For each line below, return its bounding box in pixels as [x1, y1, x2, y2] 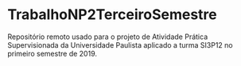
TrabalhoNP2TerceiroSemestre [7, 6, 217, 24]
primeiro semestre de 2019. [7, 49, 97, 58]
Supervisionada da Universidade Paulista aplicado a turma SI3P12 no [7, 40, 233, 49]
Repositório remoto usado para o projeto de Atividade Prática [7, 32, 208, 41]
